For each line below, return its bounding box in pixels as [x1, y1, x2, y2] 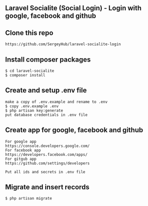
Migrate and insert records [5, 183, 89, 192]
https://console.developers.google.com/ [5, 143, 90, 148]
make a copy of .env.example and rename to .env [5, 99, 108, 104]
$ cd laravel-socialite [5, 69, 55, 73]
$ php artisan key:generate [5, 108, 64, 113]
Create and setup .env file [5, 86, 87, 95]
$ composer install [5, 73, 46, 78]
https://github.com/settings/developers [5, 161, 90, 166]
